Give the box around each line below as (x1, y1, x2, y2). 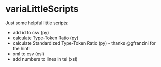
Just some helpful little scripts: (5, 20, 69, 26)
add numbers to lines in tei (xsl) (12, 56, 78, 62)
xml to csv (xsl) (12, 51, 44, 57)
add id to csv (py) (12, 29, 49, 35)
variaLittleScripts (5, 3, 79, 15)
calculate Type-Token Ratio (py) (12, 35, 79, 41)
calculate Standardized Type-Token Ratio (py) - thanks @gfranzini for (12, 40, 156, 46)
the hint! (12, 45, 30, 51)
